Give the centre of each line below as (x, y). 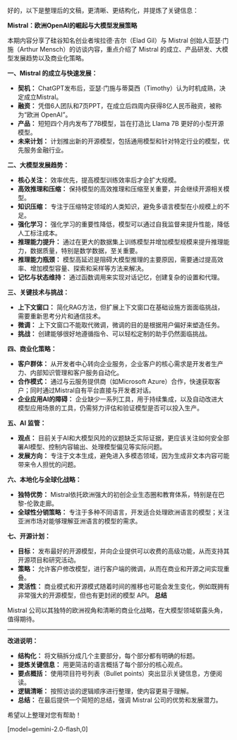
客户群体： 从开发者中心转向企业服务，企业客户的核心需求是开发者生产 (120, 364)
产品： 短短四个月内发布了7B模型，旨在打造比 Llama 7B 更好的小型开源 (121, 123)
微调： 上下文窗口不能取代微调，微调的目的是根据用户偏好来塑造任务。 (120, 325)
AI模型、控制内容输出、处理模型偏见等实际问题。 (95, 447)
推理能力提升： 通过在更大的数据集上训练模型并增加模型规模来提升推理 (120, 242)
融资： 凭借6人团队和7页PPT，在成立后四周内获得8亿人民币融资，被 (116, 106)
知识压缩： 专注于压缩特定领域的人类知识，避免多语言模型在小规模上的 (120, 206)
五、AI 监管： (27, 423)
